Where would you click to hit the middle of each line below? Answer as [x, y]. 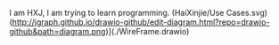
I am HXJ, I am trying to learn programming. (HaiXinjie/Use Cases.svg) [139, 13]
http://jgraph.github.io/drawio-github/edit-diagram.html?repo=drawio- [141, 22]
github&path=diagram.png [57, 31]
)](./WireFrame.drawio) [148, 31]
